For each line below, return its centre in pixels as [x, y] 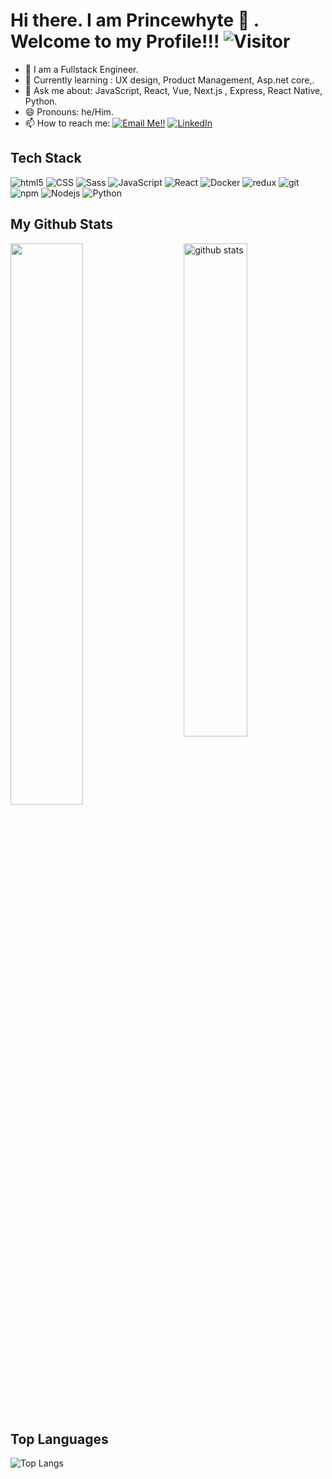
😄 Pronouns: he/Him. [69, 111]
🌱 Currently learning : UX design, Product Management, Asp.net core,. [169, 80]
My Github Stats [61, 224]
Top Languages [59, 1439]
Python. [41, 101]
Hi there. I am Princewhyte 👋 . [135, 20]
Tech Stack [46, 158]
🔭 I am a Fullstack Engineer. [81, 69]
